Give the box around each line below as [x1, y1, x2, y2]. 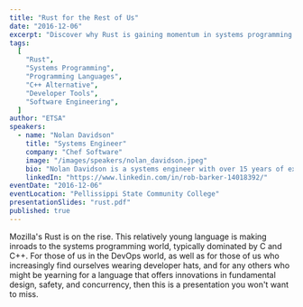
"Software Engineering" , [25, 97, 119, 107]
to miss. [9, 288, 39, 299]
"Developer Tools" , [25, 88, 99, 98]
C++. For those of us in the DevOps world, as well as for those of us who [9, 250, 280, 261]
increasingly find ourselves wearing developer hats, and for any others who [9, 259, 290, 271]
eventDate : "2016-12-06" [9, 181, 103, 191]
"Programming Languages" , [25, 72, 124, 81]
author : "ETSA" [9, 114, 67, 123]
